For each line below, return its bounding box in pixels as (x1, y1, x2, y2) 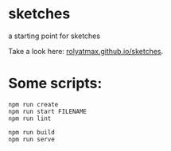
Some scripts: (8, 75, 103, 92)
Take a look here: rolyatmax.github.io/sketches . (8, 46, 164, 56)
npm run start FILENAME (8, 107, 87, 115)
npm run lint (8, 114, 52, 122)
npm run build (8, 128, 56, 136)
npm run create (8, 100, 59, 108)
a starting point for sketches (8, 31, 101, 41)
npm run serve (8, 135, 56, 143)
